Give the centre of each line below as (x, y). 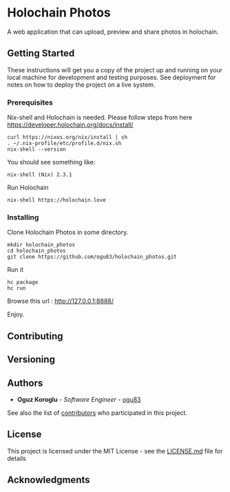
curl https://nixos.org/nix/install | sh (67, 138)
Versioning (31, 360)
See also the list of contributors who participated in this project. (97, 413)
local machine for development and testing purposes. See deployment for (112, 77)
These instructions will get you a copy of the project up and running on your (115, 69)
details (17, 458)
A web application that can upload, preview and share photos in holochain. (113, 32)
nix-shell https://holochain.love (57, 200)
